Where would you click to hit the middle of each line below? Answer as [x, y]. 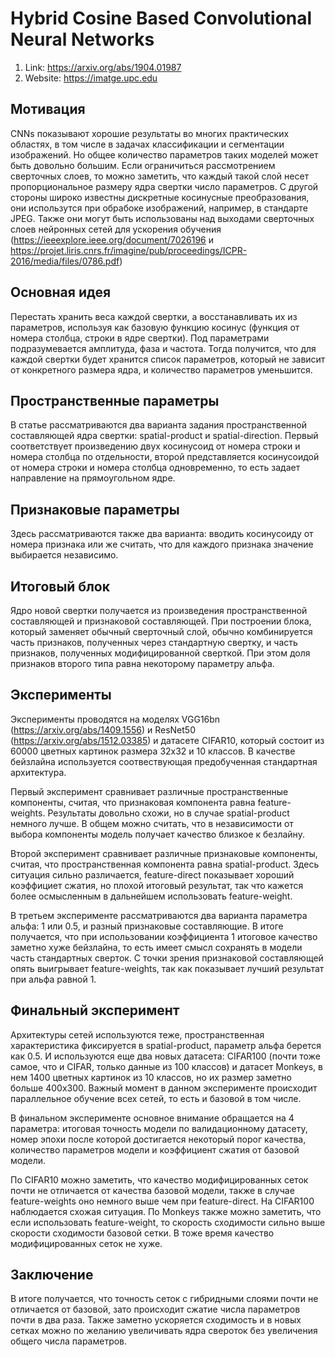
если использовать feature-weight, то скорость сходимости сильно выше [168, 1222]
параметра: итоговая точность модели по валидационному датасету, [159, 1128]
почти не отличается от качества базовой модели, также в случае [152, 1190]
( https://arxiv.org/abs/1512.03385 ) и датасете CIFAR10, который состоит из [167, 740]
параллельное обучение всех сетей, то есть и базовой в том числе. [156, 1098]
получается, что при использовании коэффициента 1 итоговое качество [164, 936]
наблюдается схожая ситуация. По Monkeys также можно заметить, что [166, 1211]
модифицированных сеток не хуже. [86, 1243]
